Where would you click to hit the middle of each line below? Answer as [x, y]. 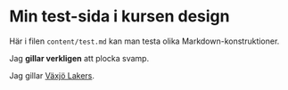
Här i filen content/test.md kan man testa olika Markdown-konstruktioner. [144, 41]
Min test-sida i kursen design [119, 16]
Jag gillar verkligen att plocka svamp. [79, 58]
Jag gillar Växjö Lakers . [52, 75]
